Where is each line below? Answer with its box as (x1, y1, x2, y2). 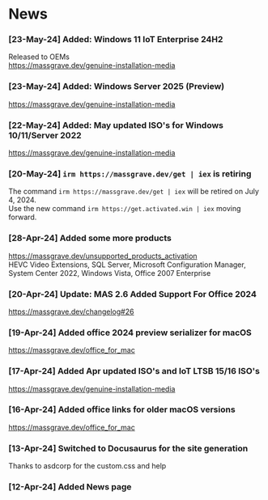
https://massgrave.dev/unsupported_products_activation (8, 251, 198, 261)
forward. (8, 212, 37, 222)
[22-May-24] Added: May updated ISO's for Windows (8, 119, 224, 130)
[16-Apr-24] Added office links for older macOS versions (8, 404, 236, 415)
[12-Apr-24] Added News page (8, 481, 132, 493)
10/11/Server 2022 (8, 129, 83, 141)
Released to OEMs (8, 52, 70, 61)
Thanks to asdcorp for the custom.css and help (8, 461, 167, 471)
